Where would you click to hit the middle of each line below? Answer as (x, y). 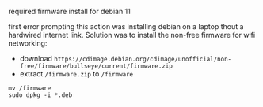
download (36, 59)
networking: (28, 43)
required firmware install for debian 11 (69, 11)
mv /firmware (30, 88)
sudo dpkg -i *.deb (40, 95)
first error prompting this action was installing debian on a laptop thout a (126, 26)
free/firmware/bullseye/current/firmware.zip (96, 66)
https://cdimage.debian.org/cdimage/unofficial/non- (143, 59)
